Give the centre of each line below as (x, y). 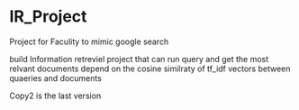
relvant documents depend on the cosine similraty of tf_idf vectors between (150, 69)
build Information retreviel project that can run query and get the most (139, 59)
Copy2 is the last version (55, 96)
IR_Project (48, 17)
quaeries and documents (55, 78)
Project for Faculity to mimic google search (89, 41)
